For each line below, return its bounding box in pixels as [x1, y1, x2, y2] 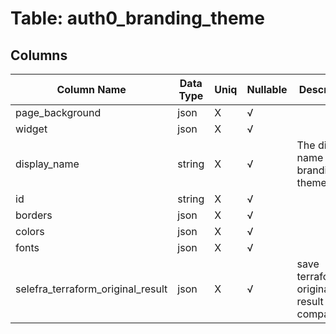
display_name [15, 157, 80, 171]
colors [15, 225, 45, 238]
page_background [15, 106, 102, 119]
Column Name [56, 83, 127, 96]
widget [15, 122, 48, 136]
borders [15, 208, 53, 222]
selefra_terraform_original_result [15, 282, 168, 296]
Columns [10, 47, 68, 64]
